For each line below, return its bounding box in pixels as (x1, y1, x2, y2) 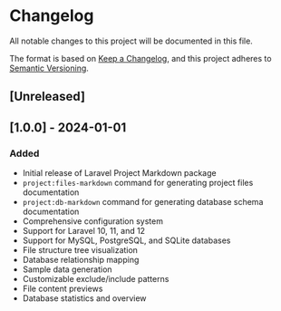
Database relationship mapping (22, 255, 140, 266)
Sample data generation (22, 264, 112, 275)
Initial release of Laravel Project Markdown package (22, 168, 217, 179)
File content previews (22, 283, 103, 295)
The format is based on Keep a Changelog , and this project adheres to (9, 53, 272, 63)
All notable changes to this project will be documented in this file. (9, 35, 254, 46)
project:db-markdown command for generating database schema (22, 197, 264, 208)
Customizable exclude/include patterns (22, 274, 170, 285)
